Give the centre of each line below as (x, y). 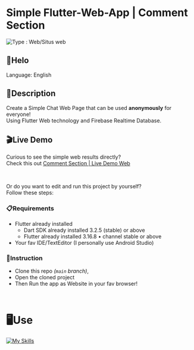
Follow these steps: (30, 193)
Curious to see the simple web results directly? (64, 157)
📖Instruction (24, 258)
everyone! (18, 114)
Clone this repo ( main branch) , (52, 271)
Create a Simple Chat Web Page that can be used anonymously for (89, 108)
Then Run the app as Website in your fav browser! (76, 283)
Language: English (29, 75)
